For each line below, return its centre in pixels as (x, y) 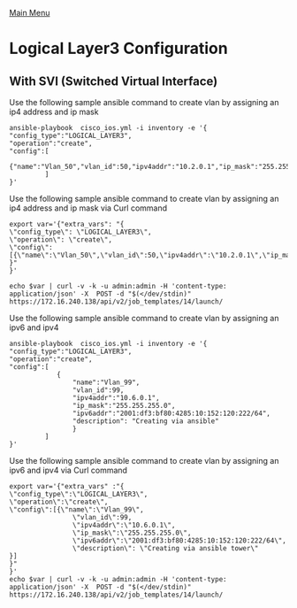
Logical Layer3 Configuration (118, 49)
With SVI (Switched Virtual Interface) (114, 81)
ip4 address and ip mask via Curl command (88, 208)
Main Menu (30, 13)
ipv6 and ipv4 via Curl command (69, 470)
